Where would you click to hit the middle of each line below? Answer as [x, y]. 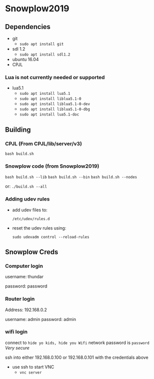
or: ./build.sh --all [26, 186]
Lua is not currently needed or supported [55, 77]
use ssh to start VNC [33, 367]
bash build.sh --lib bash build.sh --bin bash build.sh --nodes [71, 177]
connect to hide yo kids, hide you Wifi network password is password [77, 343]
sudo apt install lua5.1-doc [49, 115]
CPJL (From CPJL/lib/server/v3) [44, 144]
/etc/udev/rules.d [31, 219]
